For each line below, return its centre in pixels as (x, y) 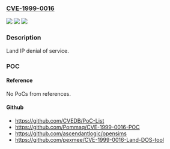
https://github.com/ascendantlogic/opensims (71, 133)
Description (24, 38)
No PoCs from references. (38, 93)
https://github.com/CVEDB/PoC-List (59, 120)
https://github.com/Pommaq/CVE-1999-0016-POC (77, 127)
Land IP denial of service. (38, 51)
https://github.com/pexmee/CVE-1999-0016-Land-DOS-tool (89, 139)
